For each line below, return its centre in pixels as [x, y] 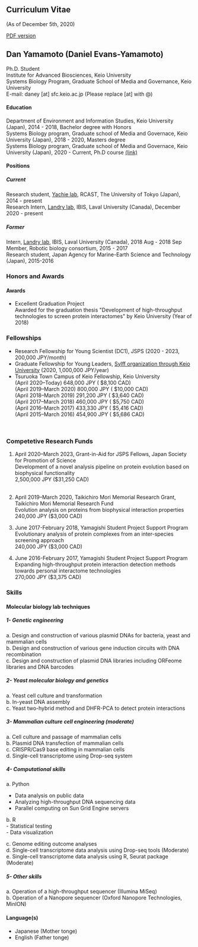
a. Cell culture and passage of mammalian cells [64, 737]
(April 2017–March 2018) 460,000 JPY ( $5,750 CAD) [79, 401]
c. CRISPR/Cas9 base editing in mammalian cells [66, 749]
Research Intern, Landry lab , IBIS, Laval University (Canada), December [93, 207]
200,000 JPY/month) [41, 357]
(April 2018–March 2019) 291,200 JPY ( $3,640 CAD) [79, 395]
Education [19, 108]
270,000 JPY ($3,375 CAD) [48, 577]
